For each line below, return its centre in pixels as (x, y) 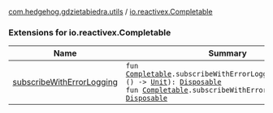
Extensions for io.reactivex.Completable (90, 32)
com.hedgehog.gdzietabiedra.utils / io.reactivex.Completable (110, 12)
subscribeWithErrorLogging (65, 82)
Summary (228, 53)
